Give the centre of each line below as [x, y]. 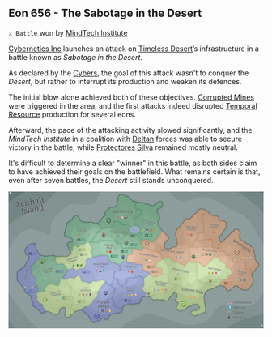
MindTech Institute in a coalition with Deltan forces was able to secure [125, 139]
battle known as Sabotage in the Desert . [76, 57]
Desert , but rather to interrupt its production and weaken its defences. [125, 81]
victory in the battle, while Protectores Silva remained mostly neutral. [123, 147]
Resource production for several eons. [72, 114]
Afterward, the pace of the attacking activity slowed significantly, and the [130, 130]
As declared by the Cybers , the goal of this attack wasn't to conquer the [129, 73]
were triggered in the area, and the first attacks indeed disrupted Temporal [133, 105]
